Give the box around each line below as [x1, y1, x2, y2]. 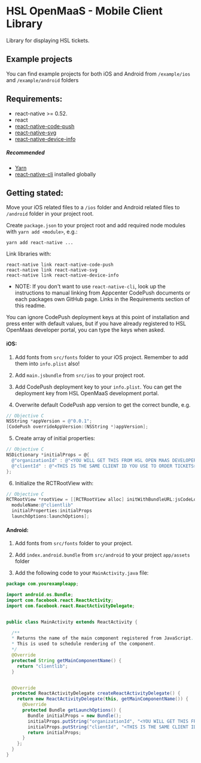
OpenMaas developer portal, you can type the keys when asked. [6, 326, 166, 334]
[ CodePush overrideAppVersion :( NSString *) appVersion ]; [6, 424, 148, 430]
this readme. [14, 302, 46, 310]
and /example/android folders [6, 76, 79, 83]
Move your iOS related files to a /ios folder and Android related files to [6, 204, 180, 211]
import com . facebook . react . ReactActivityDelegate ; [6, 603, 135, 609]
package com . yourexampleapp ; [6, 581, 79, 587]
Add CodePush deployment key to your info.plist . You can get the [14, 383, 182, 390]
